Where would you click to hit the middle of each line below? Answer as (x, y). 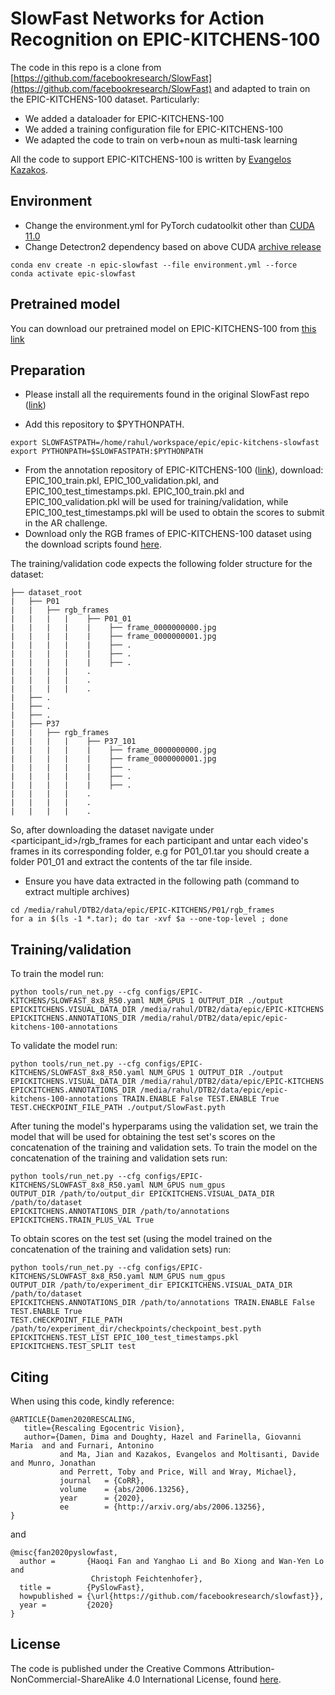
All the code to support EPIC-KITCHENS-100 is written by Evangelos (151, 159)
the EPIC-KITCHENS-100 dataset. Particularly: (105, 99)
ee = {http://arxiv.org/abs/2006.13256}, (163, 1507)
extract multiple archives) (77, 892)
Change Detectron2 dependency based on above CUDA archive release (173, 246)
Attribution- (251, 1668)
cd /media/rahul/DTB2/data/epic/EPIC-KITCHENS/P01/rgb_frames (142, 910)
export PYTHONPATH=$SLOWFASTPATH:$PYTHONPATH (106, 452)
